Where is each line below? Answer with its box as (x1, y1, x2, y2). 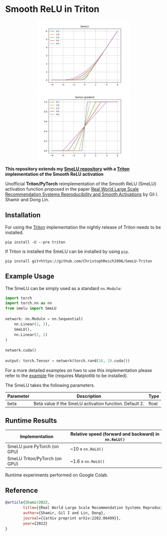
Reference (5, 486, 38, 495)
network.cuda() (5, 348, 37, 353)
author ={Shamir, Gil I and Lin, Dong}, (23, 511, 106, 516)
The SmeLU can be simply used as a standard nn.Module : (5, 285, 122, 291)
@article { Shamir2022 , (5, 500, 50, 505)
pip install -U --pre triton (5, 239, 66, 244)
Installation (5, 211, 41, 220)
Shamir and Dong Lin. (5, 196, 50, 202)
